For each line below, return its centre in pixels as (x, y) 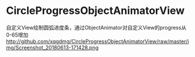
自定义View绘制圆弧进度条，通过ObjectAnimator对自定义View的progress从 (96, 27)
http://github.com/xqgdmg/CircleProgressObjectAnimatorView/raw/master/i (97, 41)
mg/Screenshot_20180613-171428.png (52, 47)
